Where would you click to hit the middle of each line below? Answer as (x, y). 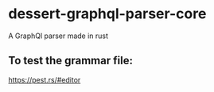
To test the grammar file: (71, 61)
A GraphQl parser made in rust (58, 36)
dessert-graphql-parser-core (107, 14)
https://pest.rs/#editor (45, 79)
